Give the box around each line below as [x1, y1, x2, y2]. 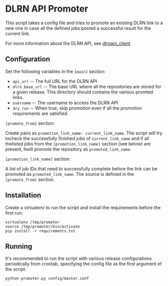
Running [5, 242, 33, 251]
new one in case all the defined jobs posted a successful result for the [5, 25, 151, 31]
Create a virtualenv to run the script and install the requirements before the [5, 204, 161, 210]
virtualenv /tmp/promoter [5, 219, 60, 225]
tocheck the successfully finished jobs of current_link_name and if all [5, 135, 149, 141]
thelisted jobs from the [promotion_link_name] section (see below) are [5, 140, 151, 147]
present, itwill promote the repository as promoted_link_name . [5, 146, 132, 152]
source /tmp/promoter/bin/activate [5, 224, 80, 229]
